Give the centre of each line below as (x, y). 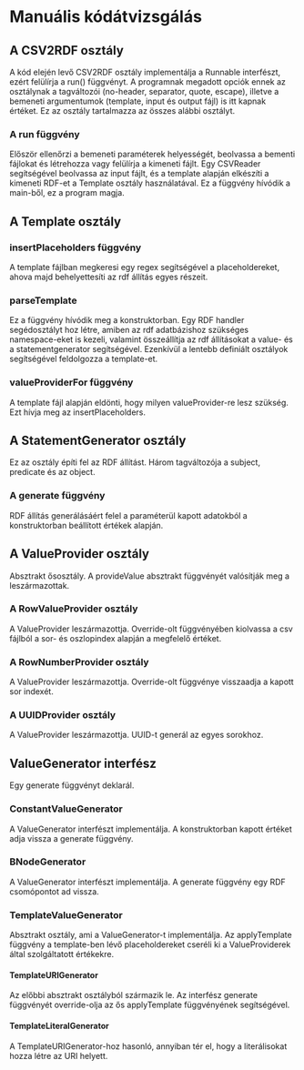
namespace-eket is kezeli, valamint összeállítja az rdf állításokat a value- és (151, 339)
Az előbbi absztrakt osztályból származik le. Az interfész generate (133, 995)
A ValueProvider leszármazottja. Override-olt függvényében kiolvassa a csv (151, 629)
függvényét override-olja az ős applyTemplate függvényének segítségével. (150, 1005)
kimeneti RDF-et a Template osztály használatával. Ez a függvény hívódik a (150, 183)
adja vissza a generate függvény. (71, 838)
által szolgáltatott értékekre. (62, 954)
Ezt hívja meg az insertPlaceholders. (77, 412)
